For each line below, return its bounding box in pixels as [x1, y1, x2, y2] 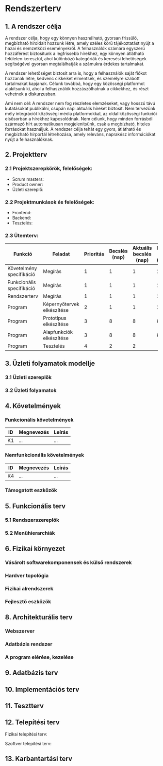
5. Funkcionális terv [5, 502, 66, 510]
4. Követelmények [5, 402, 61, 410]
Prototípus [43, 315, 67, 322]
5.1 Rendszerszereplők [5, 516, 60, 523]
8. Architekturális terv [5, 613, 73, 622]
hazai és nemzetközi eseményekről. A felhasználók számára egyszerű [5, 46, 145, 51]
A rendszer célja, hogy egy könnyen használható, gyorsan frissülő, [5, 35, 138, 41]
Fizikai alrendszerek [5, 585, 54, 592]
